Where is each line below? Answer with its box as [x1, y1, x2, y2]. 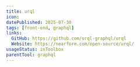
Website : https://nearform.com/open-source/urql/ [11, 41, 134, 47]
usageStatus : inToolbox [6, 47, 64, 52]
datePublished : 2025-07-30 [6, 19, 72, 25]
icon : [6, 14, 19, 20]
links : [6, 30, 22, 36]
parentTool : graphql [6, 52, 57, 58]
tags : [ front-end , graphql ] [6, 24, 75, 31]
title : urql [6, 8, 35, 15]
